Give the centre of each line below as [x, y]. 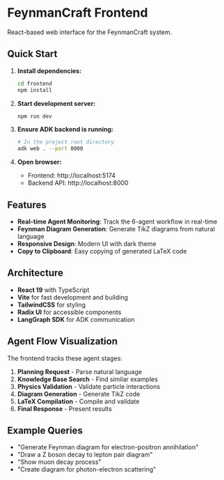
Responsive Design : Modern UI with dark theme [87, 243]
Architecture [35, 273]
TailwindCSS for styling [51, 304]
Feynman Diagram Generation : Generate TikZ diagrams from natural [116, 229]
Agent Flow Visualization [63, 342]
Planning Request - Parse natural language [80, 371]
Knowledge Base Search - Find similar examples [88, 379]
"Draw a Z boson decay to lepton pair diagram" [85, 455]
